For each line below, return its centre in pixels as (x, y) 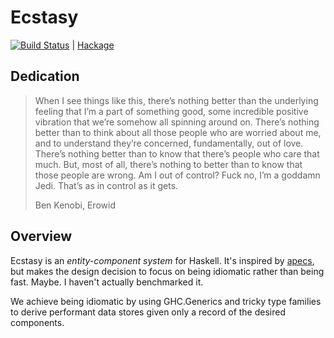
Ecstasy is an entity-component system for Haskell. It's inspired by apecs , (162, 260)
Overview (41, 236)
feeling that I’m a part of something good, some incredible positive (171, 111)
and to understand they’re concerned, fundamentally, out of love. (169, 143)
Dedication (45, 76)
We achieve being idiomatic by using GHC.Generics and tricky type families (166, 301)
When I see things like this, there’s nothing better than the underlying (176, 100)
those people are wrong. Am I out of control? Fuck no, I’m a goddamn (177, 175)
